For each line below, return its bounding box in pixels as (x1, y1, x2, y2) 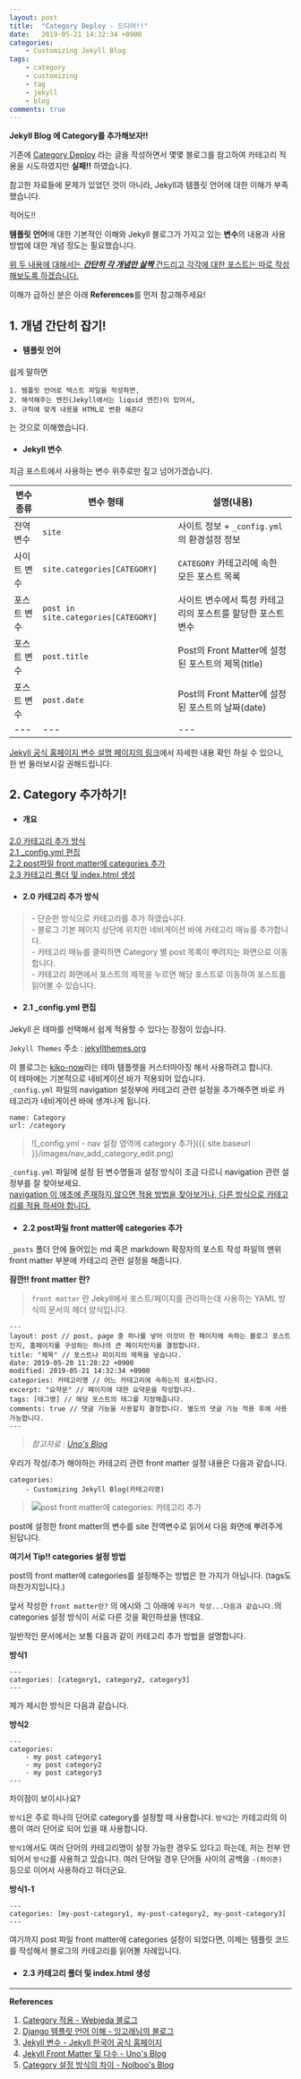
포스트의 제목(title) (188, 657, 263, 670)
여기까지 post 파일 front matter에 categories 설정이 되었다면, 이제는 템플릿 (9, 1934, 273, 1945)
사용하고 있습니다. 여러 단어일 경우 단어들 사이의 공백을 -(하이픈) (58, 1853, 283, 1864)
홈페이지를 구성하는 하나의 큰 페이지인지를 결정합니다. (30, 1341, 202, 1351)
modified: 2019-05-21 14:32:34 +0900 (9, 1367, 150, 1376)
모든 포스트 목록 (177, 571, 241, 583)
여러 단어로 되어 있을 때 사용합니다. (25, 1824, 148, 1834)
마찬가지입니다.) (9, 1582, 65, 1593)
